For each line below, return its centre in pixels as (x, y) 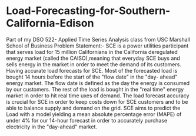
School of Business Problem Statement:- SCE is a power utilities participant (97, 46)
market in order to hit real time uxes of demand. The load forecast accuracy (98, 96)
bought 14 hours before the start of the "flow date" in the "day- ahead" (92, 77)
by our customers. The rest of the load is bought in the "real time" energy (95, 89)
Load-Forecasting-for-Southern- (88, 11)
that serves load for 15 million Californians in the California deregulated (92, 52)
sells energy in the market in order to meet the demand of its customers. (94, 64)
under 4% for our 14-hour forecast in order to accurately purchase (87, 120)
